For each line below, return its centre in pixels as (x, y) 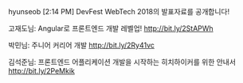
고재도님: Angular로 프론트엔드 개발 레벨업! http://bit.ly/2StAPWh (111, 28)
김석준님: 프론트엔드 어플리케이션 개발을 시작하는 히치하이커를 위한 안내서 (122, 62)
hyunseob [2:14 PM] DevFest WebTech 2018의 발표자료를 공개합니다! (119, 11)
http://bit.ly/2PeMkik (42, 71)
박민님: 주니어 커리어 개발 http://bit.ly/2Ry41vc (82, 45)
